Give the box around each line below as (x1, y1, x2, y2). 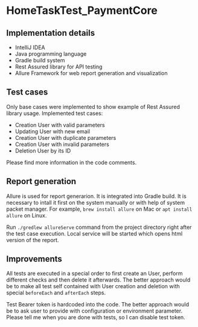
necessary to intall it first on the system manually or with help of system (6, 199, 185, 206)
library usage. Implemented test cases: (6, 110, 103, 117)
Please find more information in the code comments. (6, 159, 137, 166)
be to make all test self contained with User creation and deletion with (6, 283, 180, 290)
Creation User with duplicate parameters (14, 134, 117, 141)
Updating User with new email (14, 128, 91, 135)
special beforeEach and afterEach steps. (6, 289, 106, 297)
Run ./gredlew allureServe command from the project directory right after (6, 223, 192, 231)
